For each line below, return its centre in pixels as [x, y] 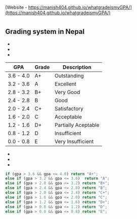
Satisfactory [69, 108]
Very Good [67, 92]
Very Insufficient [74, 141]
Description [77, 67]
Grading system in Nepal [45, 32]
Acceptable [68, 117]
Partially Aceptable [77, 125]
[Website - [16, 7]
